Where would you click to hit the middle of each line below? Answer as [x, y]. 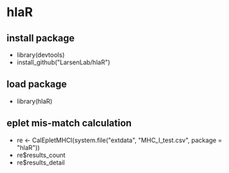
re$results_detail [41, 162]
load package [37, 84]
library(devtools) [41, 55]
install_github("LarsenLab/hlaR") [63, 62]
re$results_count [41, 155]
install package [41, 38]
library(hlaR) [35, 101]
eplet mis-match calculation [69, 123]
